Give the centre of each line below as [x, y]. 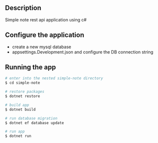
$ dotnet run [18, 136]
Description [23, 8]
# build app [17, 105]
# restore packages [25, 92]
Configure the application [45, 35]
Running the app [30, 67]
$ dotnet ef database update [35, 123]
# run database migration [31, 118]
